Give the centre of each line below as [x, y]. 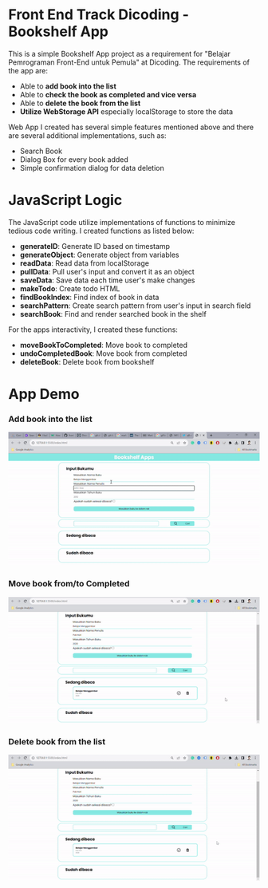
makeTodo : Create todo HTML [70, 288]
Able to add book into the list [68, 86]
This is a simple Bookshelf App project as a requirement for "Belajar [120, 53]
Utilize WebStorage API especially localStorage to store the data [126, 111]
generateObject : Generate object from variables [99, 255]
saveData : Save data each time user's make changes [107, 280]
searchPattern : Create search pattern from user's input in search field [135, 306]
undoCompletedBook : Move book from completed [103, 353]
